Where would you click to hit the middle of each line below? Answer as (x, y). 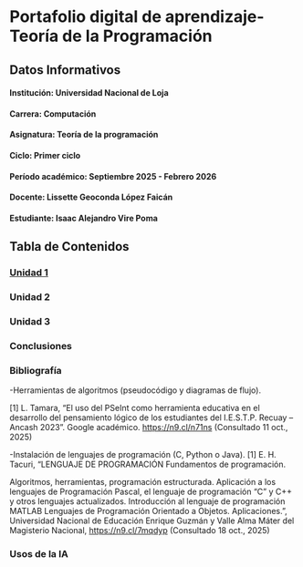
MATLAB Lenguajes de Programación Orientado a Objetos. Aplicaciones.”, (148, 511)
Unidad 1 (29, 273)
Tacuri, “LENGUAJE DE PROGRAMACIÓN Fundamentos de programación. (148, 464)
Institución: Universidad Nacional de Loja (89, 93)
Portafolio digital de (86, 17)
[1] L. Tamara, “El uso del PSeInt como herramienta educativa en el (135, 408)
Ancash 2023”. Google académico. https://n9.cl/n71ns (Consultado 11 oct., (149, 428)
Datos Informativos (65, 70)
